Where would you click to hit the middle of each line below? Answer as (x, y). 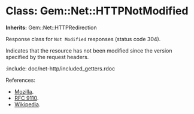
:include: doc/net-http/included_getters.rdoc (60, 68)
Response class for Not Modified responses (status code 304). (83, 39)
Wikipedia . (27, 104)
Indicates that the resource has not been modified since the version (89, 50)
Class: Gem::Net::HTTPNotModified (97, 11)
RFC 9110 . (26, 98)
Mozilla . (24, 91)
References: (20, 80)
